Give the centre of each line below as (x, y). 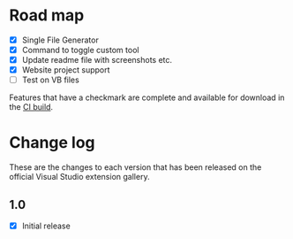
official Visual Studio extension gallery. (79, 177)
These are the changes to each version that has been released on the (135, 167)
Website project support (66, 70)
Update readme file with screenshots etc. (97, 60)
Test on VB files (50, 80)
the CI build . (31, 107)
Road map (47, 15)
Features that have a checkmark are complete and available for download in (147, 97)
